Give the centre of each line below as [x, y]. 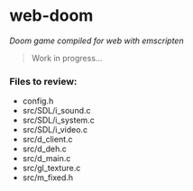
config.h [38, 101]
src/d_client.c [48, 140]
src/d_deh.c [45, 149]
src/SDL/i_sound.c [57, 111]
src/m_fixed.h [48, 177]
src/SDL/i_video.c [55, 130]
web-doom [51, 16]
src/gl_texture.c [51, 168]
